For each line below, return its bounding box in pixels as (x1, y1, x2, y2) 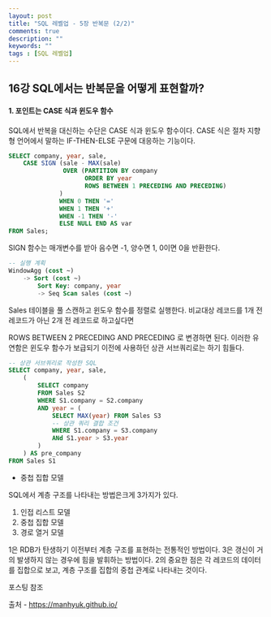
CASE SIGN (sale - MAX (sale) (23, 159, 122, 167)
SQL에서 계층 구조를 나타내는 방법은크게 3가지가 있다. (8, 490, 179, 499)
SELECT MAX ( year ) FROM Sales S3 (51, 412, 161, 420)
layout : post (8, 11, 53, 20)
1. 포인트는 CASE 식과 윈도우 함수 (8, 106, 114, 115)
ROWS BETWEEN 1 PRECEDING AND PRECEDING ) (84, 182, 227, 191)
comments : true (8, 27, 60, 35)
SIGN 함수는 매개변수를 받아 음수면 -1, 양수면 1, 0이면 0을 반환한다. (8, 243, 221, 252)
